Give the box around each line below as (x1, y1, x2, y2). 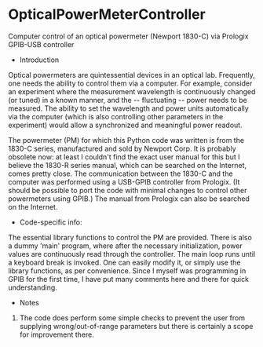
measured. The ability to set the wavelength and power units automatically (8, 104, 249, 113)
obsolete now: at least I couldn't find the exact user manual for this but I (8, 152, 241, 162)
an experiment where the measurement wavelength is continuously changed (8, 86, 256, 96)
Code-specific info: (19, 217, 82, 227)
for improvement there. (19, 330, 94, 339)
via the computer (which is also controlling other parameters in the (8, 111, 224, 121)
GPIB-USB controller (8, 39, 75, 49)
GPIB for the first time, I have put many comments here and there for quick (8, 274, 250, 283)
